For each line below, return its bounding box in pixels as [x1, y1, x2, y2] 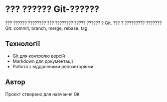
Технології [5, 40, 40, 48]
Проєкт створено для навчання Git [5, 91, 80, 97]
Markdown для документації [12, 58, 73, 64]
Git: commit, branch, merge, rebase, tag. [5, 25, 89, 31]
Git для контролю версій [12, 53, 65, 59]
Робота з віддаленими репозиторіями [12, 63, 94, 69]
